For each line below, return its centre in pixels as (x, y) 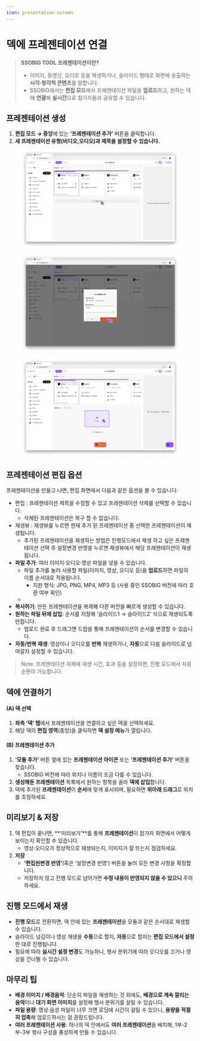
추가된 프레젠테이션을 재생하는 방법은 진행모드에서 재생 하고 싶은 (99, 540)
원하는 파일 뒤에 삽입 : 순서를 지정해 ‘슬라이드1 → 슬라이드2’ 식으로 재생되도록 (104, 614)
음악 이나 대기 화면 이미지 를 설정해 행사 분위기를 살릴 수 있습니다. (89, 1002)
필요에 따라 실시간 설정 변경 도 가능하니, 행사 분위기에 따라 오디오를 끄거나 (100, 951)
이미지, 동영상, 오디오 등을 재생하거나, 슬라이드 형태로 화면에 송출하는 (110, 75)
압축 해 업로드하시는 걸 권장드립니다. (62, 1017)
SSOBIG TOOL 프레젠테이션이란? (60, 62)
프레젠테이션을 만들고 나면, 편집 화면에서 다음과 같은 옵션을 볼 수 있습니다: (92, 491)
